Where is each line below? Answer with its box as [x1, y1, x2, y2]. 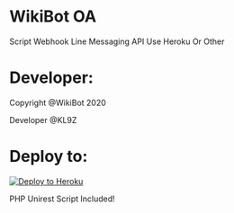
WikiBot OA [9, 6, 97, 27]
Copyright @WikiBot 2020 [9, 97, 106, 108]
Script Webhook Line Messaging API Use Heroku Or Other [9, 36, 225, 47]
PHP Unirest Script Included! [9, 193, 115, 204]
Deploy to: [9, 146, 88, 167]
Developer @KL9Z [9, 114, 77, 125]
